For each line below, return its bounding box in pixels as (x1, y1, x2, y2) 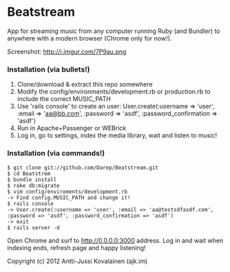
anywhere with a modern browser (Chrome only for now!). (7, 34, 172, 42)
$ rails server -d (7, 224, 60, 231)
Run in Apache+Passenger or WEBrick (17, 124, 127, 133)
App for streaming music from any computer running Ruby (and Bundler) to (7, 27, 220, 35)
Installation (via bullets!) (7, 65, 91, 74)
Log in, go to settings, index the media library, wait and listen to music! (17, 131, 218, 139)
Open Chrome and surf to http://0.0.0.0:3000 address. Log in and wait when (7, 236, 224, 245)
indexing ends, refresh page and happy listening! (7, 243, 146, 251)
